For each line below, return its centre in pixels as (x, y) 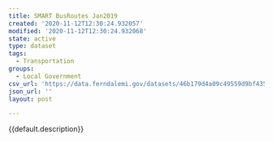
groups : (22, 69)
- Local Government (49, 76)
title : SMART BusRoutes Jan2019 (63, 16)
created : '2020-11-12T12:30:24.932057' (76, 24)
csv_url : (23, 84)
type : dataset (32, 46)
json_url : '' (30, 91)
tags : (17, 54)
